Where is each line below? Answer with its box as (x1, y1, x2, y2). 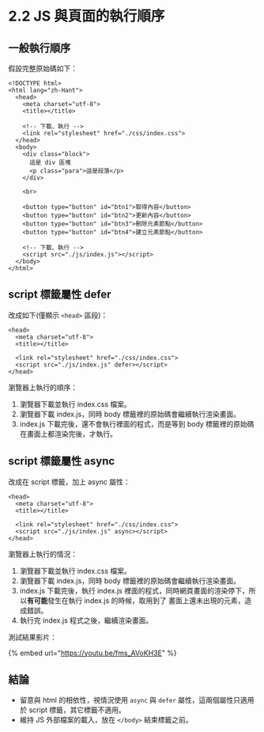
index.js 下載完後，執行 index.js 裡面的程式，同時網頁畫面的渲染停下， (19, 586, 249, 595)
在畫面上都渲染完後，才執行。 (19, 429, 117, 438)
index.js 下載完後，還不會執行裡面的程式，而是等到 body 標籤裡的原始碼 (19, 419, 255, 428)
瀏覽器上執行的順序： (8, 382, 77, 392)
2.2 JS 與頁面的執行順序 (8, 7, 165, 25)
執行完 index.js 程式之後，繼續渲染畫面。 (19, 615, 153, 625)
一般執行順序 (8, 41, 71, 55)
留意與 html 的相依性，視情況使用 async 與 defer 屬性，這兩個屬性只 (19, 696, 241, 705)
